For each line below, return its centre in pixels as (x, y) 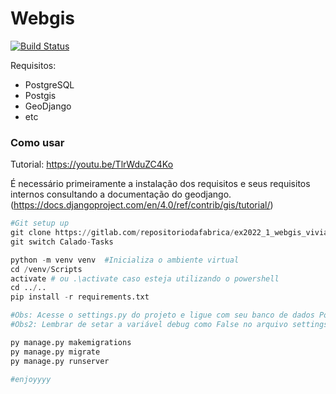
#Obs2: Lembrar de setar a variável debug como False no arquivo (149, 325)
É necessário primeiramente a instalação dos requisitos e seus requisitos (160, 184)
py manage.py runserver (60, 361)
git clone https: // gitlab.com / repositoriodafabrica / (122, 233)
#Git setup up (40, 223)
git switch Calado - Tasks (62, 242)
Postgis (40, 95)
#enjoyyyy (31, 379)
